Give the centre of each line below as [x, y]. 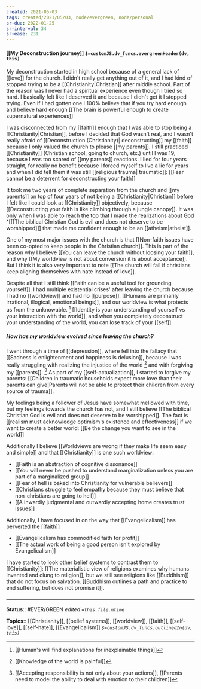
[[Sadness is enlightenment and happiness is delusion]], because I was [94, 357]
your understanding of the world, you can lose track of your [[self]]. [90, 322]
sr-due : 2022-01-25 [31, 23]
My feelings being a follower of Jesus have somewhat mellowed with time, [98, 403]
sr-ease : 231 [22, 34]
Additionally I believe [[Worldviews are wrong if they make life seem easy [96, 446]
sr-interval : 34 [26, 28]
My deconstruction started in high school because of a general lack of [93, 72]
